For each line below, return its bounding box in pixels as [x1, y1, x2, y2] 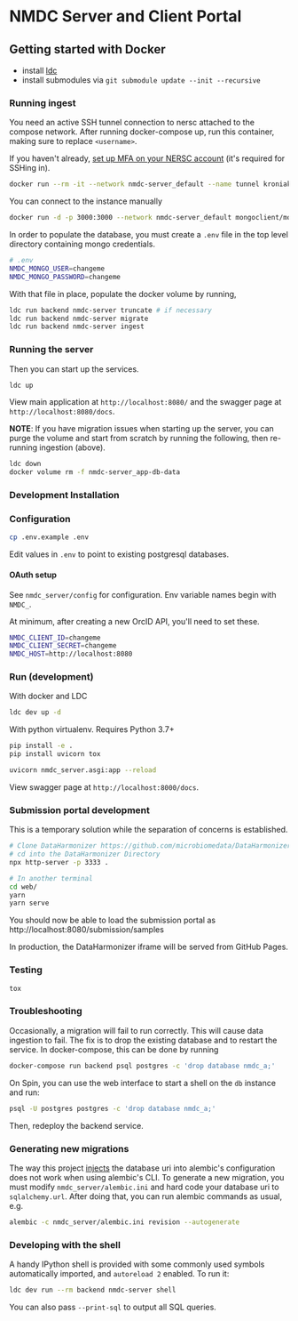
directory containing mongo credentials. [9, 238, 156, 250]
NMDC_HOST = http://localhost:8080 [9, 649, 133, 659]
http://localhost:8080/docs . [9, 407, 115, 417]
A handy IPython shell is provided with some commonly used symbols [9, 1259, 265, 1269]
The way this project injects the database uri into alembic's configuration [9, 1163, 276, 1173]
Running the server [9, 343, 94, 356]
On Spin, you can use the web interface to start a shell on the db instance [9, 1077, 277, 1088]
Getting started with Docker [9, 42, 166, 57]
